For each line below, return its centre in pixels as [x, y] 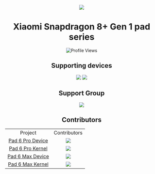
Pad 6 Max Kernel [28, 164]
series [82, 37]
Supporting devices [82, 66]
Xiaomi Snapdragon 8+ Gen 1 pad [82, 27]
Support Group [82, 93]
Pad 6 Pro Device [28, 141]
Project [28, 133]
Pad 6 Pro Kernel [28, 149]
